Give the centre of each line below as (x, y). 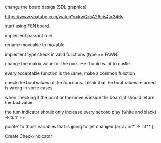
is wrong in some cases (29, 88)
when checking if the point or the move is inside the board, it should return (80, 97)
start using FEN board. (27, 26)
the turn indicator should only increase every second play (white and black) (81, 112)
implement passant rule (29, 35)
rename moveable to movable (35, 45)
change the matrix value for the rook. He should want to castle (68, 64)
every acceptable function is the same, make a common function (70, 73)
